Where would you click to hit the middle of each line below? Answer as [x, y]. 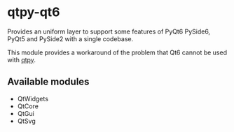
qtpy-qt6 [34, 12]
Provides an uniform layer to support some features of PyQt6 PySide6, [109, 31]
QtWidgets [33, 98]
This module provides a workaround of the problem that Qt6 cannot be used [117, 52]
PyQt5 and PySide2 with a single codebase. [70, 38]
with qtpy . [22, 59]
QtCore [28, 106]
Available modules [48, 82]
